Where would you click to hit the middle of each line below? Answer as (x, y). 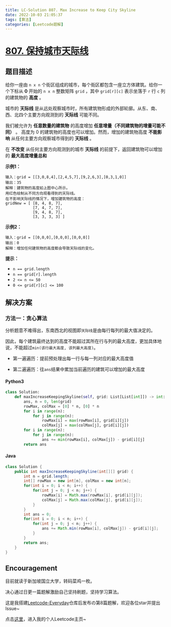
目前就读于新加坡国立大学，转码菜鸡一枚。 (50, 581)
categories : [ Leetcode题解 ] (34, 24)
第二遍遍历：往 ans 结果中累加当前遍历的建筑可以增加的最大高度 (79, 369)
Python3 (15, 381)
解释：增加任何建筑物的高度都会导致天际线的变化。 (51, 248)
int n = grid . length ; (47, 476)
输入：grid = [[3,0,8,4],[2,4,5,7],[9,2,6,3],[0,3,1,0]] (66, 177)
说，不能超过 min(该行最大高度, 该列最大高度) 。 (52, 347)
